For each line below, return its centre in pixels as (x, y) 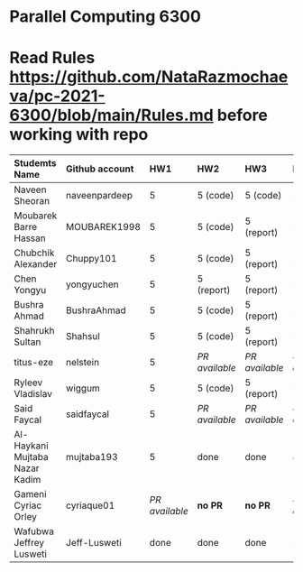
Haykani (31, 446)
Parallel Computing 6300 (105, 17)
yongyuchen (92, 284)
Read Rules (52, 58)
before (242, 115)
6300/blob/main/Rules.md (111, 115)
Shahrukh (34, 331)
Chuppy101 (92, 259)
